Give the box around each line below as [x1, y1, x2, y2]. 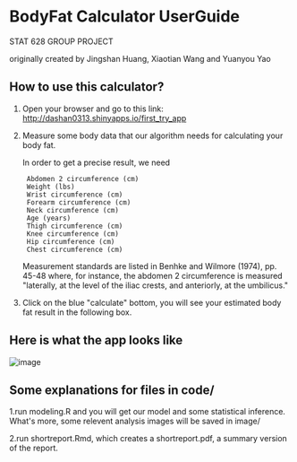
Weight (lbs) [26, 182, 75, 191]
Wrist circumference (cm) [26, 190, 123, 199]
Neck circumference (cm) [26, 205, 119, 214]
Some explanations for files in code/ [9, 382, 215, 397]
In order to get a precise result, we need [21, 157, 171, 168]
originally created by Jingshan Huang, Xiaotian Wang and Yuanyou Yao [9, 53, 271, 64]
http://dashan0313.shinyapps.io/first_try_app [21, 112, 187, 123]
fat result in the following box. [21, 307, 132, 318]
